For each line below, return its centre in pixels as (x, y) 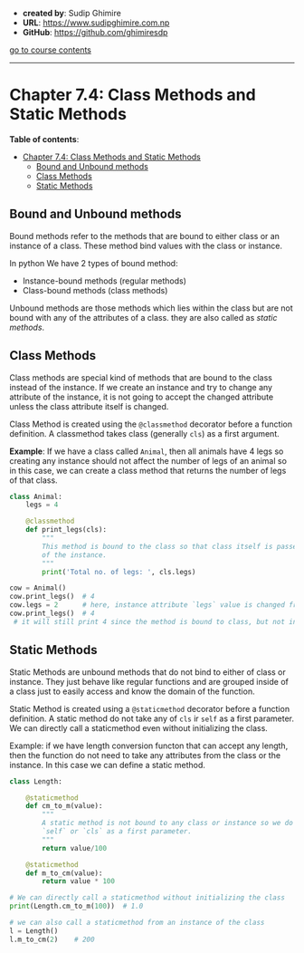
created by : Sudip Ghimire (72, 13)
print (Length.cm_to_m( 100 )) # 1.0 (76, 906)
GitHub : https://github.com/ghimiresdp (95, 32)
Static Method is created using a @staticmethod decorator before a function (150, 708)
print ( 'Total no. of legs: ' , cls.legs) (119, 572)
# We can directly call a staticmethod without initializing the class (147, 898)
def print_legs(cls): (66, 530)
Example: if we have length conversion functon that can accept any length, (149, 746)
